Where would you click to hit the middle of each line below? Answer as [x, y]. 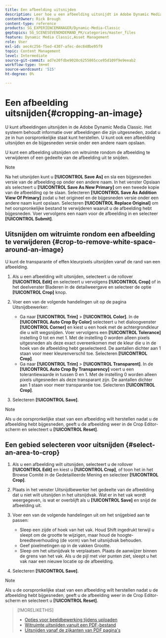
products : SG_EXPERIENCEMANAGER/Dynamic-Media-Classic [63, 28]
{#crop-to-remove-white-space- [104, 242]
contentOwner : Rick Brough [33, 19]
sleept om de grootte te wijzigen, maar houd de [68, 535]
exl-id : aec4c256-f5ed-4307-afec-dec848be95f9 [54, 46]
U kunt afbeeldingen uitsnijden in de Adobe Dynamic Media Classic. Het [78, 127]
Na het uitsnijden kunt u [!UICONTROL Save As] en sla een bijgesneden [78, 176]
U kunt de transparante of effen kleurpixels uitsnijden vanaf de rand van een [83, 261]
